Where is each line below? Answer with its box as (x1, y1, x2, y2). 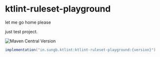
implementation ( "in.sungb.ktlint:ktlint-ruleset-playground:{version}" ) (5, 47, 156, 52)
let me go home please (5, 19, 51, 25)
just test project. (5, 28, 38, 34)
